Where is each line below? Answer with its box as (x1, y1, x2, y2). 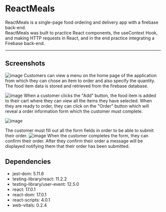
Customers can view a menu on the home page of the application (24, 72, 157, 78)
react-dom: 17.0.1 (12, 191, 47, 198)
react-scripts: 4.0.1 (12, 197, 50, 203)
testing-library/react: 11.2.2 (12, 176, 67, 182)
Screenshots (5, 59, 45, 68)
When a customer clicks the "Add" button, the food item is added (24, 92, 157, 98)
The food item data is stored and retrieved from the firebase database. (5, 83, 149, 89)
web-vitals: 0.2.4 (12, 202, 47, 208)
